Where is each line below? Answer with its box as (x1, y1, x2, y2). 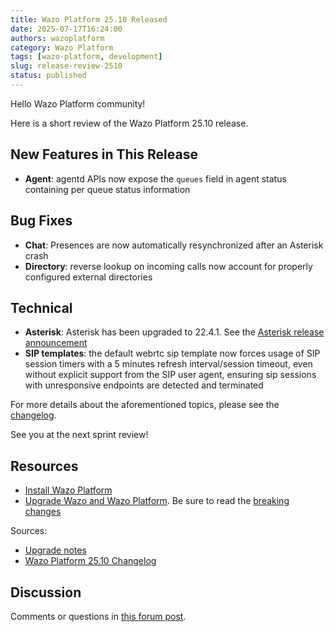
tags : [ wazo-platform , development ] (10, 52, 163, 62)
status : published (10, 71, 87, 81)
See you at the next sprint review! (10, 429, 149, 441)
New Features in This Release (10, 146, 198, 163)
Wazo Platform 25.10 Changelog (24, 555, 157, 567)
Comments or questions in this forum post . (10, 610, 187, 622)
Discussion (10, 584, 82, 601)
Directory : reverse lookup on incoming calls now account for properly (24, 260, 313, 272)
